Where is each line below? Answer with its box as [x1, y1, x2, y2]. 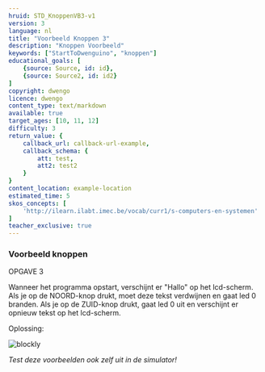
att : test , [37, 154, 74, 162]
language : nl [8, 27, 53, 35]
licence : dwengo [8, 94, 63, 102]
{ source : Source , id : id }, [23, 65, 114, 73]
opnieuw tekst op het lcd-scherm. [8, 308, 121, 318]
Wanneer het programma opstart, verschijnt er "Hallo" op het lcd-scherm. [8, 282, 254, 292]
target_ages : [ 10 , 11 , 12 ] [8, 117, 99, 125]
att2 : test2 [37, 162, 78, 170]
